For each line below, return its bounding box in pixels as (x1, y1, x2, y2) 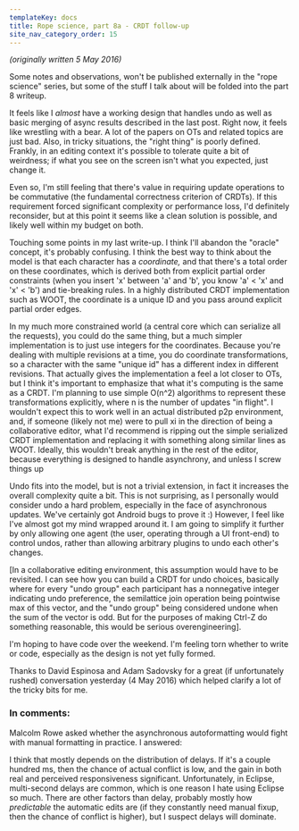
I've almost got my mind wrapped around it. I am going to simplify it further (9, 519, 285, 530)
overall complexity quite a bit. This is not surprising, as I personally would (9, 491, 279, 501)
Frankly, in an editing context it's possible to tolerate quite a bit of (9, 146, 250, 156)
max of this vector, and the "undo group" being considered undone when (9, 602, 278, 613)
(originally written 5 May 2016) (9, 55, 122, 65)
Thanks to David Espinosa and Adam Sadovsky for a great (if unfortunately (9, 666, 284, 676)
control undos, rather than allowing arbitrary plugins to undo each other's (9, 538, 279, 549)
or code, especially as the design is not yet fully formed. (9, 649, 216, 659)
